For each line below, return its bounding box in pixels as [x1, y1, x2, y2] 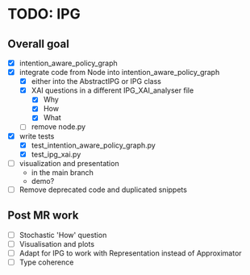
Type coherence [19, 257, 74, 267]
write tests [19, 131, 55, 141]
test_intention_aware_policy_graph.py [31, 140, 156, 150]
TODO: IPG [7, 5, 81, 23]
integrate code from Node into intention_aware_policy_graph [19, 68, 220, 77]
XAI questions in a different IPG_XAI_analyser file [31, 85, 194, 95]
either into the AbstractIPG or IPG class [31, 77, 162, 86]
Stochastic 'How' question [19, 230, 107, 240]
